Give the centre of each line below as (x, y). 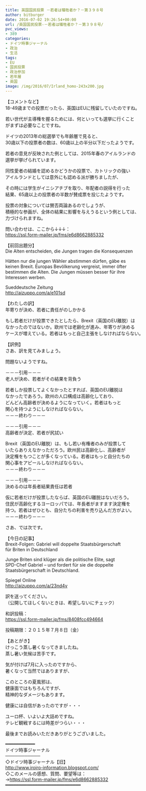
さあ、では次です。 (25, 527)
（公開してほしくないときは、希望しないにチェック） (61, 602)
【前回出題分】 (21, 245)
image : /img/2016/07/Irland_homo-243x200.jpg (54, 86)
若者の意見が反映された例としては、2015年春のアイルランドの (70, 153)
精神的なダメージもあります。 (36, 694)
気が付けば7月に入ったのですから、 (42, 664)
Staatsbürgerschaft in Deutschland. (43, 570)
